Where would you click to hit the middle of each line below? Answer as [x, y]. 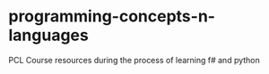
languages [48, 35]
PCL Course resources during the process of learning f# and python [134, 60]
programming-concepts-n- [112, 16]
